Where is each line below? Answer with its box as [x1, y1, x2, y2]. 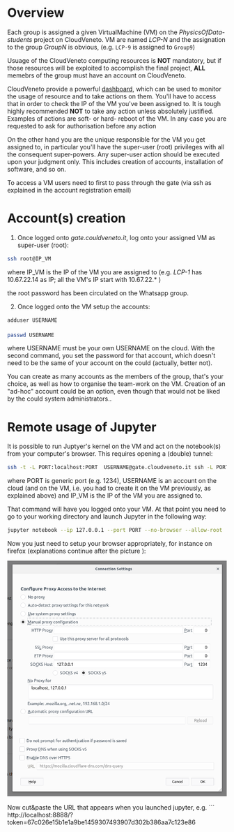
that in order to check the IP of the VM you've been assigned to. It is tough [7, 99, 221, 107]
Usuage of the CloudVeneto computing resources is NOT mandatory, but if [7, 56, 221, 64]
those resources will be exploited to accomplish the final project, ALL [7, 64, 205, 72]
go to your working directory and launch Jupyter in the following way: [7, 512, 207, 521]
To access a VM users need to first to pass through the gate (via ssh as [7, 178, 212, 186]
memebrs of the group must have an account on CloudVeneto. [7, 71, 187, 80]
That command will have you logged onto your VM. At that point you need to [7, 505, 226, 514]
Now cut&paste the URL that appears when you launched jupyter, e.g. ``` [7, 803, 215, 812]
